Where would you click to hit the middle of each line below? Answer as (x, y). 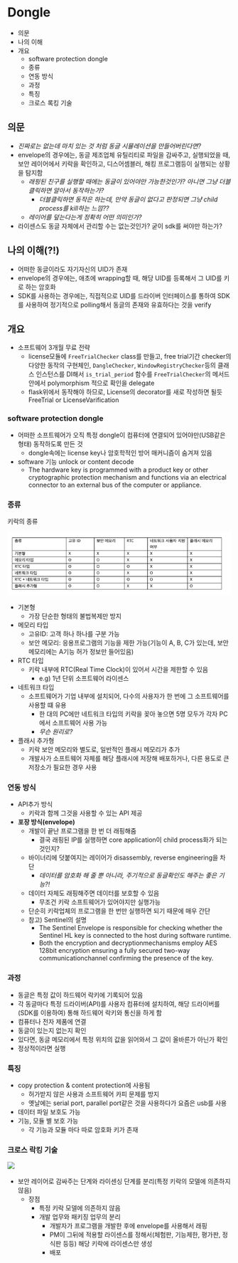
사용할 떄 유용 (47, 705)
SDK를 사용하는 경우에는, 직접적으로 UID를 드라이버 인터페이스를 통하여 (117, 295)
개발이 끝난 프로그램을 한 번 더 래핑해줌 (82, 831)
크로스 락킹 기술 (33, 1150)
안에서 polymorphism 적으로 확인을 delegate (91, 383)
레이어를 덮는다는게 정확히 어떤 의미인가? (85, 217)
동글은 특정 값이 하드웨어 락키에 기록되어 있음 (80, 995)
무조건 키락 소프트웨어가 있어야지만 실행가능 (100, 902)
